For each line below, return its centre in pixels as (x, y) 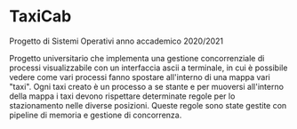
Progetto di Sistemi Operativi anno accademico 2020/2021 (116, 41)
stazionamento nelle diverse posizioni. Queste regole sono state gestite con (148, 105)
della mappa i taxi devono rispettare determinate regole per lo (122, 96)
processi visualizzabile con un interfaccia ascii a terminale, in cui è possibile (148, 68)
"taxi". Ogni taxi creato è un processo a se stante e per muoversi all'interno (147, 86)
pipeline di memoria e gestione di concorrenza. (96, 115)
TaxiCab (40, 16)
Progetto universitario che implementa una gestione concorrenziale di (137, 58)
